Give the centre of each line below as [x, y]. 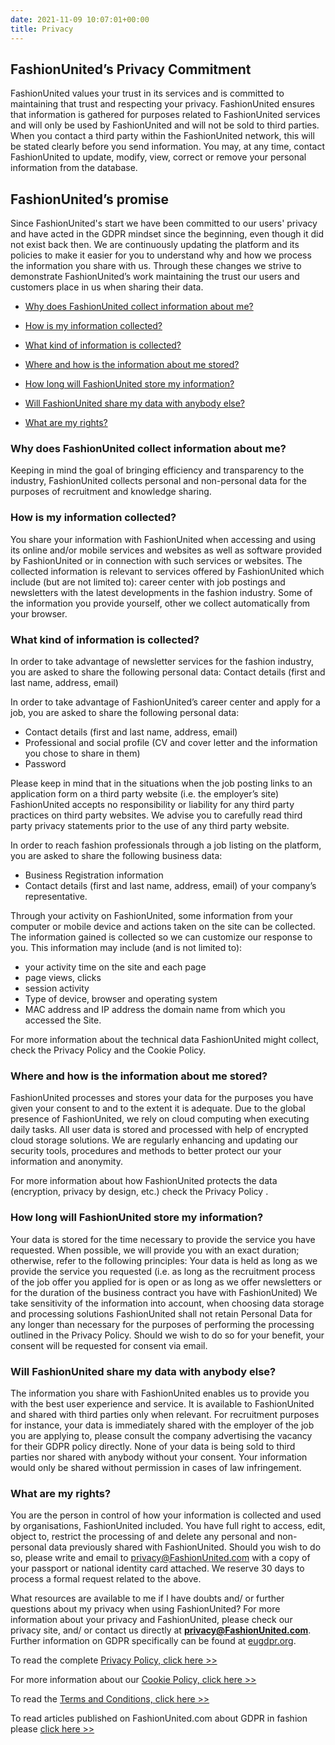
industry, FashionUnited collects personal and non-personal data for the [158, 481]
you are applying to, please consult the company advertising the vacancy [161, 1435]
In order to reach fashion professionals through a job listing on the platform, [166, 845]
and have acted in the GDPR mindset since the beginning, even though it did [167, 234]
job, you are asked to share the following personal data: [125, 713]
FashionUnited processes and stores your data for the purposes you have [162, 1098]
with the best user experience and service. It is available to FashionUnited [162, 1403]
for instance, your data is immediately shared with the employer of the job [162, 1425]
